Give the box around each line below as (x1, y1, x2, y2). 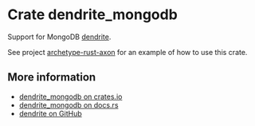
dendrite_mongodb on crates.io (18, 92, 123, 101)
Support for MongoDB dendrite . (7, 32, 112, 41)
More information (7, 70, 96, 85)
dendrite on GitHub (18, 108, 82, 118)
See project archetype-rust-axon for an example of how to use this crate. (7, 47, 248, 57)
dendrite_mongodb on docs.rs (18, 100, 119, 109)
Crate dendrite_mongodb (7, 6, 178, 24)
